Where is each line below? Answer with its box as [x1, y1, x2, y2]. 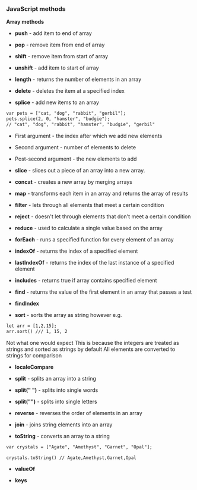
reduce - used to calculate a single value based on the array [14, 224, 163, 231]
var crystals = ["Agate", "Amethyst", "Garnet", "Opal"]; [6, 444, 152, 450]
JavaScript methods [6, 5, 66, 13]
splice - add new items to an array [14, 99, 100, 106]
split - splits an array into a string [14, 375, 97, 382]
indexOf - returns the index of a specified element [14, 247, 138, 255]
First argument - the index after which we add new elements [14, 132, 163, 139]
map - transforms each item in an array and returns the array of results [14, 190, 189, 197]
